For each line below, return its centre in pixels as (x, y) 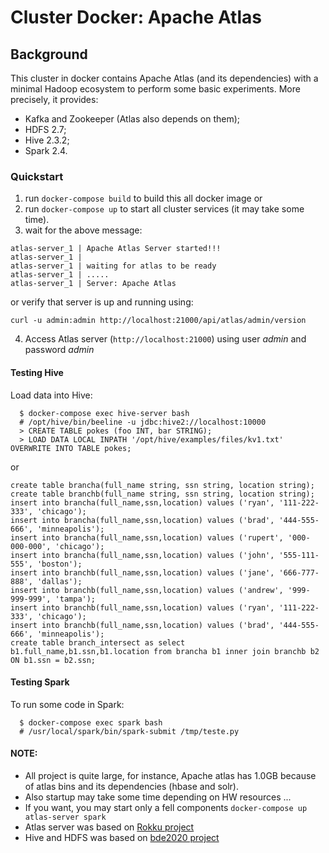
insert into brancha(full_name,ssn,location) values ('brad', (142, 520)
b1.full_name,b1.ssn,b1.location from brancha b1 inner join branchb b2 (165, 651)
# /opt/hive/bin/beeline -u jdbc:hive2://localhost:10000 (143, 422)
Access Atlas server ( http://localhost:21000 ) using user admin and (165, 339)
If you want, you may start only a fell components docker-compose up (166, 807)
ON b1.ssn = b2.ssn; (53, 660)
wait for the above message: (83, 230)
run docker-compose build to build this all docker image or (143, 198)
